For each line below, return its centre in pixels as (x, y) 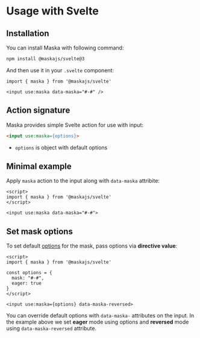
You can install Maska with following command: (65, 48)
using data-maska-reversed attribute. (52, 328)
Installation (28, 33)
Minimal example (39, 166)
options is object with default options (61, 147)
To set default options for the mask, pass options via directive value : (92, 246)
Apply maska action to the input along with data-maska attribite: (83, 181)
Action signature (38, 111)
